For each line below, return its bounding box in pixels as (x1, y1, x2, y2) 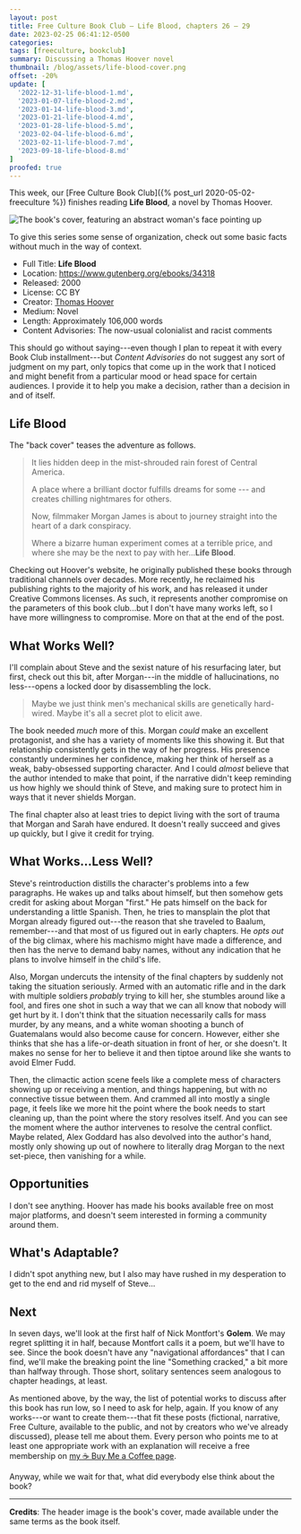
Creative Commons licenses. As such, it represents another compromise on (9, 593, 288, 604)
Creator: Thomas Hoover (21, 296, 115, 307)
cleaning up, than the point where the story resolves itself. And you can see (9, 1112, 288, 1123)
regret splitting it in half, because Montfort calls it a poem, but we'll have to (9, 1338, 285, 1349)
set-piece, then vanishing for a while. (9, 1150, 146, 1161)
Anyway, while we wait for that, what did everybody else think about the (9, 1471, 275, 1482)
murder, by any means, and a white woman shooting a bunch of (9, 1018, 245, 1030)
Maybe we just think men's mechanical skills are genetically (30, 698, 253, 708)
